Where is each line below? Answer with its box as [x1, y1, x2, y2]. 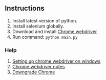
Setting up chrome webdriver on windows [12, 58, 101, 64]
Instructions [5, 4, 45, 13]
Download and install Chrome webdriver [12, 28, 97, 35]
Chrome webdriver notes [12, 64, 65, 70]
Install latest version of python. [12, 17, 78, 23]
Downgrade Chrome [12, 69, 55, 75]
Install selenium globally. [12, 23, 65, 29]
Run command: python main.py [12, 34, 78, 40]
